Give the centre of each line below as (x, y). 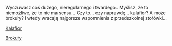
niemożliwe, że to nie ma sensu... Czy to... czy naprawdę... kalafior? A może (85, 13)
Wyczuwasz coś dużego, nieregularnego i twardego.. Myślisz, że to (77, 7)
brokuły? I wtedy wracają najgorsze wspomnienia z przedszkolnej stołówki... (86, 18)
